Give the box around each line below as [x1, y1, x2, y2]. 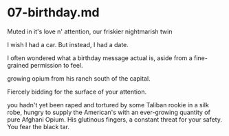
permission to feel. [30, 61, 83, 69]
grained [7, 61, 30, 69]
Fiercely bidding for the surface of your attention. [7, 87, 146, 96]
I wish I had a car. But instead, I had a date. [7, 40, 129, 49]
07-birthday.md [7, 5, 100, 21]
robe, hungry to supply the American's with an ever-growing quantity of [7, 108, 211, 116]
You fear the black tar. [7, 122, 70, 131]
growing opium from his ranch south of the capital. [7, 74, 151, 83]
